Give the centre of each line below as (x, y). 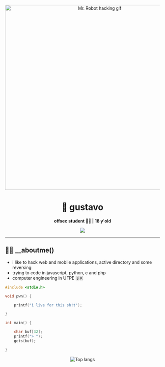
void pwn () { (18, 296)
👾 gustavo (82, 207)
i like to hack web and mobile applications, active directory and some (82, 262)
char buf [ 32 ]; (28, 332)
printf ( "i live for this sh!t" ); (48, 305)
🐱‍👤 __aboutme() (30, 250)
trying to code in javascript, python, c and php (59, 273)
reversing (22, 267)
